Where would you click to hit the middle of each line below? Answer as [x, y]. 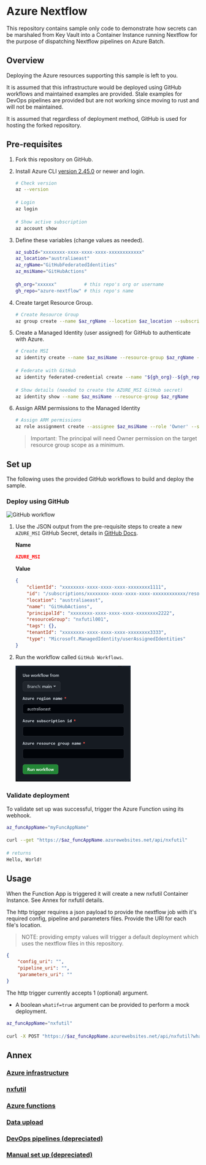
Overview [25, 60]
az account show [36, 228]
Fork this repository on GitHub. [54, 159]
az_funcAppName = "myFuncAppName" [48, 827]
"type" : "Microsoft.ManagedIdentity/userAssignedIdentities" [106, 639]
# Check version [36, 183]
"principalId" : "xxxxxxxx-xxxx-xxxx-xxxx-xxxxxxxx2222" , [101, 613]
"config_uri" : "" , [41, 962]
